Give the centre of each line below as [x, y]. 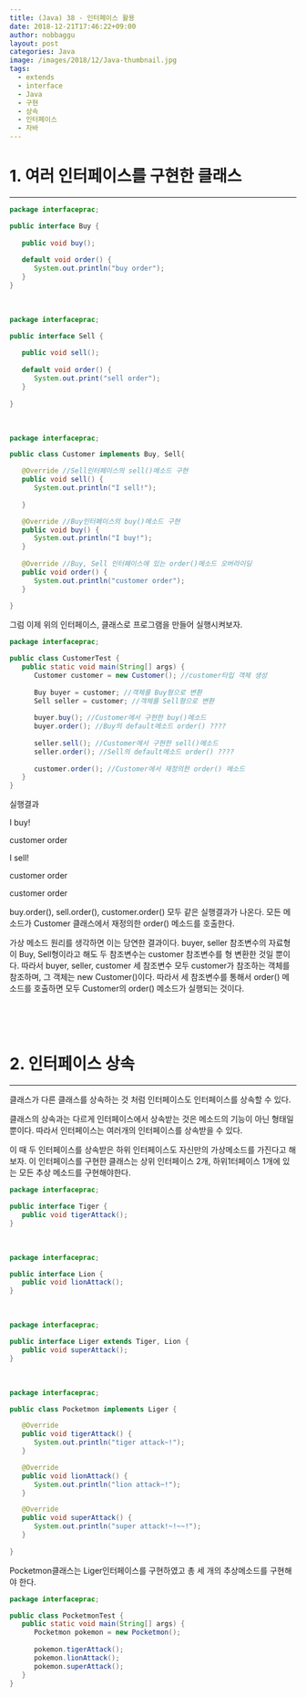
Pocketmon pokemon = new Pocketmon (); [107, 1633]
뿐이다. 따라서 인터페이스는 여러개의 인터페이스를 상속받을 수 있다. [126, 1130]
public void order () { [64, 572]
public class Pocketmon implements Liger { [93, 1409]
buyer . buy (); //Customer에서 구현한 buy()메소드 [120, 718]
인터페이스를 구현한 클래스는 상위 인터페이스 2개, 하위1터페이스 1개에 [159, 1161]
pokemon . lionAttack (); [76, 1658]
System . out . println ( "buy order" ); [99, 269]
